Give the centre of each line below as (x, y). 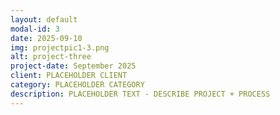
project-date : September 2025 (73, 66)
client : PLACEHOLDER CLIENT (69, 76)
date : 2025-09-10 (46, 38)
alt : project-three (51, 57)
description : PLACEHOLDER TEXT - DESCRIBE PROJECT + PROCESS (140, 94)
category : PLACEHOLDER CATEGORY (77, 85)
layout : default (44, 19)
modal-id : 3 (35, 29)
